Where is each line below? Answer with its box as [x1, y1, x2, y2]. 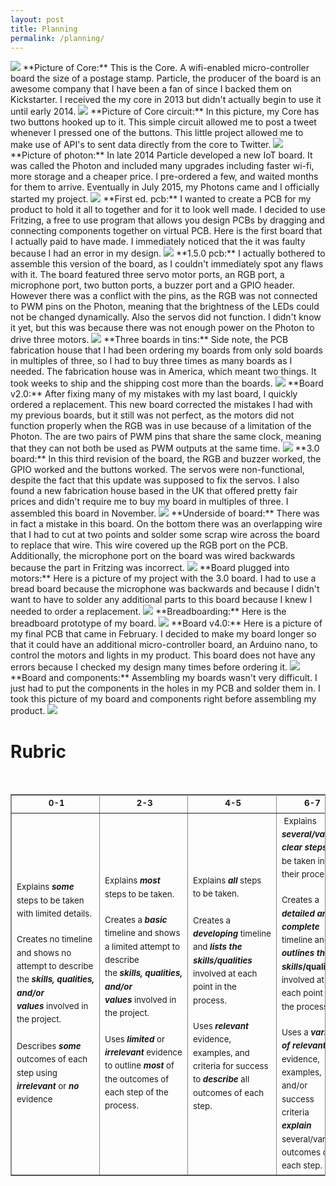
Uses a [281, 1027, 309, 1038]
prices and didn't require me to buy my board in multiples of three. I [10, 496, 289, 508]
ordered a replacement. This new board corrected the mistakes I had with [10, 399, 313, 411]
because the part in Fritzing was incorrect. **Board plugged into [10, 562, 290, 574]
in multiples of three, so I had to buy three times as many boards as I [10, 355, 293, 367]
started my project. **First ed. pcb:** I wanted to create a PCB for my [10, 193, 312, 205]
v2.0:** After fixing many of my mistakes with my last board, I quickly [10, 388, 298, 400]
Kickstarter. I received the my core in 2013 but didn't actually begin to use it [10, 94, 322, 106]
